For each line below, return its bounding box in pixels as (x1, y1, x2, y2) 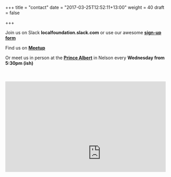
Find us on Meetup (5, 45, 46, 50)
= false (5, 10, 20, 16)
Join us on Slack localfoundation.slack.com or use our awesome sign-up (5, 30, 162, 35)
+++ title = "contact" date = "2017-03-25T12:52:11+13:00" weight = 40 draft (5, 5, 164, 10)
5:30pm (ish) (5, 60, 34, 66)
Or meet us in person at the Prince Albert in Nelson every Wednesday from (5, 55, 165, 61)
